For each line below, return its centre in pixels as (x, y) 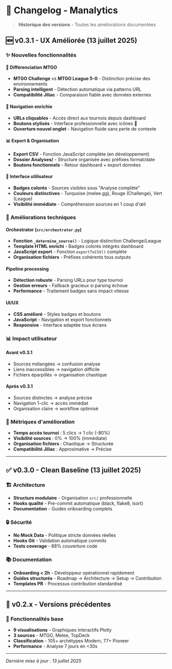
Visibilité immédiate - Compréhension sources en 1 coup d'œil (79, 204)
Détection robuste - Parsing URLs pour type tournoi (68, 280)
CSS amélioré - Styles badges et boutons (57, 314)
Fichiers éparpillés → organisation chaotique (60, 375)
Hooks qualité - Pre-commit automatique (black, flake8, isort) (78, 503)
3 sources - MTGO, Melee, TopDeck (51, 635)
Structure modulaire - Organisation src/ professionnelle (72, 498)
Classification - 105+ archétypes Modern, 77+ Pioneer (71, 641)
